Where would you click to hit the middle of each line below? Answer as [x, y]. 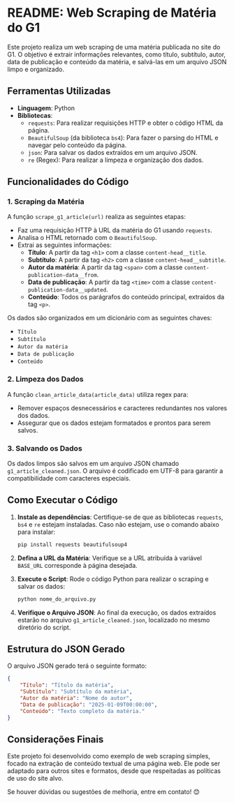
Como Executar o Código [63, 500]
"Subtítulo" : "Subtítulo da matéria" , [76, 692]
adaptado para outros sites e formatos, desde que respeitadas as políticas [114, 771]
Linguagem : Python [46, 108]
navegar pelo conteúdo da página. [77, 145]
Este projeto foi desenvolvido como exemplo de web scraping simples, [109, 756]
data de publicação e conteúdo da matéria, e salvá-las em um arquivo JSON [117, 61]
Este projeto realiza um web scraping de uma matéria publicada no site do [114, 47]
